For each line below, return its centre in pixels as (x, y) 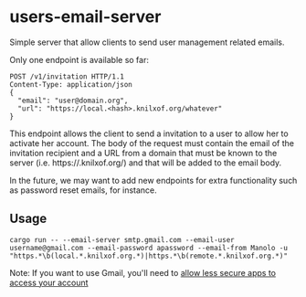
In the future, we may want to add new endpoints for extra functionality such (153, 180)
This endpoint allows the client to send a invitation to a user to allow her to (149, 133)
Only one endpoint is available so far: (79, 59)
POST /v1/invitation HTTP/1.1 (67, 76)
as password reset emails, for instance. (83, 190)
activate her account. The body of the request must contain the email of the (152, 143)
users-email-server (85, 17)
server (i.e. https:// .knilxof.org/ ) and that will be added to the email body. (146, 163)
